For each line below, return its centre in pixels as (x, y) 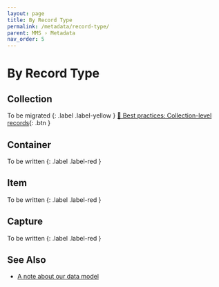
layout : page (26, 13)
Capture (25, 222)
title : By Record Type (40, 20)
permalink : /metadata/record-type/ (58, 26)
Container (29, 145)
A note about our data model (58, 277)
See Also (27, 260)
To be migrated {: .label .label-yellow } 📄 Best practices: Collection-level (109, 115)
